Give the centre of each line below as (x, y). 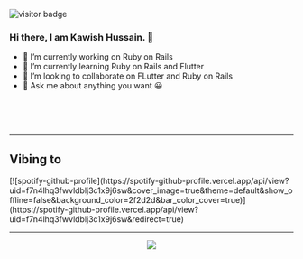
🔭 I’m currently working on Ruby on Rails (97, 57)
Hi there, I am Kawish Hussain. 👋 (82, 37)
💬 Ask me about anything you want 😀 (92, 86)
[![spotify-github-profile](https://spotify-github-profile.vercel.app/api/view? (149, 181)
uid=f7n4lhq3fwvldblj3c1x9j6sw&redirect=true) (97, 219)
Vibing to (35, 159)
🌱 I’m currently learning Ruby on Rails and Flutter (113, 67)
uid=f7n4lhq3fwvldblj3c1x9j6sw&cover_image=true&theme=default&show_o (151, 190)
